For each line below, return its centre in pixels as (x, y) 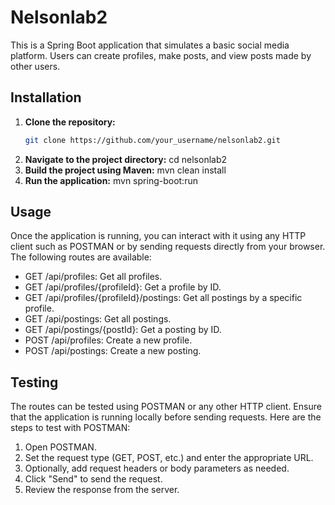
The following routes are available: (81, 257)
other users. (35, 66)
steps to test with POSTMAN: (70, 428)
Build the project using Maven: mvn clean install (125, 170)
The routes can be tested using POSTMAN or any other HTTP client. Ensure (166, 407)
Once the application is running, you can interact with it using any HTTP (158, 236)
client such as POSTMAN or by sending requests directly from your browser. (168, 247)
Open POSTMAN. (60, 447)
